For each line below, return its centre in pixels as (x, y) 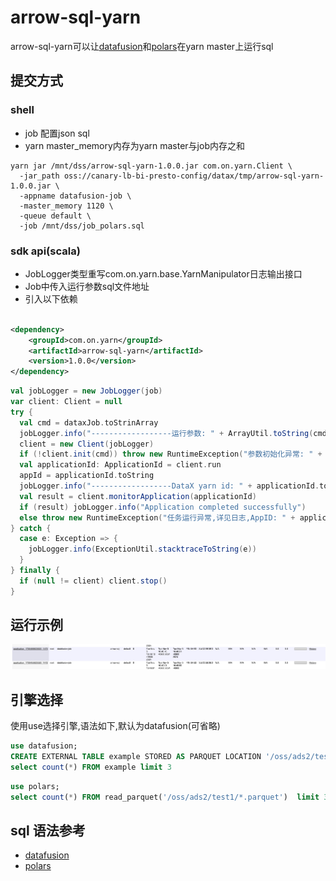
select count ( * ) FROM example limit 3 (91, 767)
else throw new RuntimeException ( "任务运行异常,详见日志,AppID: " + (157, 517)
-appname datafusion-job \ (75, 196)
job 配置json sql (57, 133)
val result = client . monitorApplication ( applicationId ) (138, 496)
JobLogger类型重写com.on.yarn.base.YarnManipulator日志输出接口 (163, 273)
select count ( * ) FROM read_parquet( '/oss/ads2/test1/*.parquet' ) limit (165, 797)
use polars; (35, 786)
